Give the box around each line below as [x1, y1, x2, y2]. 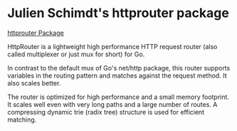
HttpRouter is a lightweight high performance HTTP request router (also [7, 42, 218, 51]
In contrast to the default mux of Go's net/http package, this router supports [7, 63, 231, 72]
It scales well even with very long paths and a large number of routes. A [7, 100, 218, 108]
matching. [7, 115, 37, 124]
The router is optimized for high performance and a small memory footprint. [7, 93, 230, 101]
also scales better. [7, 78, 61, 87]
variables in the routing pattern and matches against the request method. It [7, 71, 227, 80]
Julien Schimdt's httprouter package [7, 5, 229, 21]
